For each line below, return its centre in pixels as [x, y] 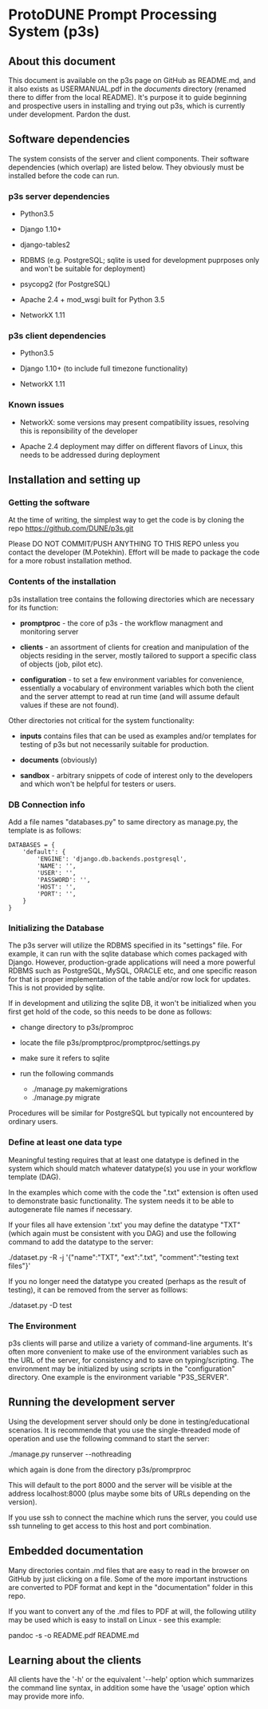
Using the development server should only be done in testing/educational [129, 1421]
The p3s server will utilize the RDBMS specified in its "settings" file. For [126, 945]
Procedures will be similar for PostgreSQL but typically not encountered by [131, 1113]
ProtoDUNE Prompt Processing [113, 15]
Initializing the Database [56, 928]
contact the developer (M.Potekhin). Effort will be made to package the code [134, 552]
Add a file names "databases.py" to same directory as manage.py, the [123, 821]
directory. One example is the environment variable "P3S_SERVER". [119, 1377]
